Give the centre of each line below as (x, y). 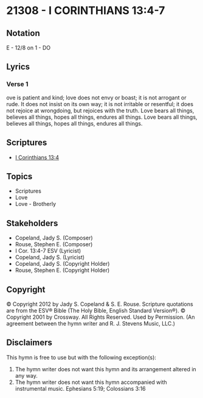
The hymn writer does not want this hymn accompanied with (91, 382)
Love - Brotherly (36, 204)
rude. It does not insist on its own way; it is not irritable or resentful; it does (100, 104)
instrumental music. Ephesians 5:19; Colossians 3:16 (80, 388)
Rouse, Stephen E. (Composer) (54, 244)
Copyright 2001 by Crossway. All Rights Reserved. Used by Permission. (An (101, 317)
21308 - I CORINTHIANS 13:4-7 (86, 11)
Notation (23, 33)
